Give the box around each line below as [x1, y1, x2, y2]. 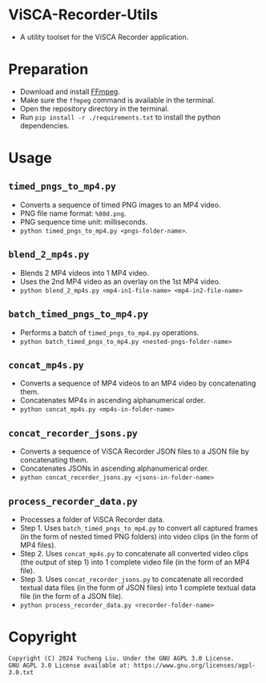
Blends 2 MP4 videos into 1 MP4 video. [19, 268, 150, 277]
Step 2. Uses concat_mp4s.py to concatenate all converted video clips [19, 548, 249, 558]
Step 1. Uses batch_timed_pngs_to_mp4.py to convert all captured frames [19, 523, 258, 532]
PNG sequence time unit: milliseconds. [19, 216, 148, 226]
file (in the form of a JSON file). [19, 591, 123, 600]
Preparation [8, 60, 89, 79]
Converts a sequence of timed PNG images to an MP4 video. [19, 200, 221, 209]
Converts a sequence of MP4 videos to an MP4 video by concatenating [19, 378, 256, 388]
